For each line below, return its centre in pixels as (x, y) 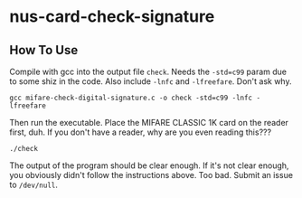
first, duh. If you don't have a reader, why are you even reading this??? (141, 132)
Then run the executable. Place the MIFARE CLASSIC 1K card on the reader (149, 123)
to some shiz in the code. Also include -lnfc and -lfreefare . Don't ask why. (151, 81)
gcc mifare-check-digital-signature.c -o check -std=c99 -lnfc (131, 98)
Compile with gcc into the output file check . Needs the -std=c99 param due (148, 71)
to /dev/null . (34, 184)
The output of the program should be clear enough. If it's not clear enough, (149, 165)
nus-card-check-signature (112, 17)
